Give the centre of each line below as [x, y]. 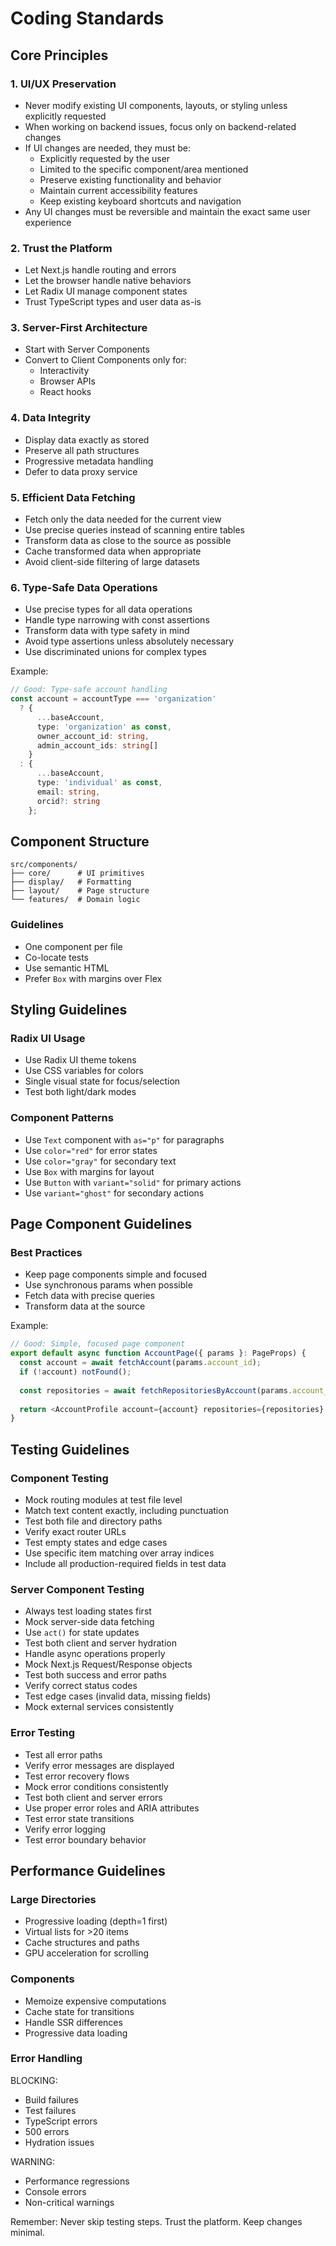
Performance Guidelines [88, 1870]
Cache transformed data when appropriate [113, 551]
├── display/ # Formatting [71, 882]
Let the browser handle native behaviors [108, 281]
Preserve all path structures [82, 450]
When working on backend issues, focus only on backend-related [160, 126]
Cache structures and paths [82, 1943]
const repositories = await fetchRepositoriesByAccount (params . [156, 1390]
